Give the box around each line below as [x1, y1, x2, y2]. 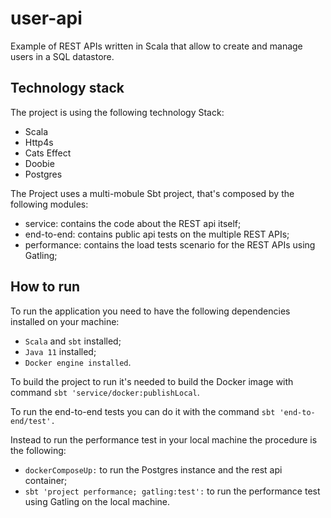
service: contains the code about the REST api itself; [24, 217, 242, 229]
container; [24, 474, 68, 486]
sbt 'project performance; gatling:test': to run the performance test [24, 485, 321, 497]
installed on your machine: [10, 315, 120, 327]
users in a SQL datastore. [10, 50, 115, 62]
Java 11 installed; [24, 345, 97, 357]
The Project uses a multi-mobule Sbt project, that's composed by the [10, 187, 295, 199]
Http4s [24, 136, 54, 148]
